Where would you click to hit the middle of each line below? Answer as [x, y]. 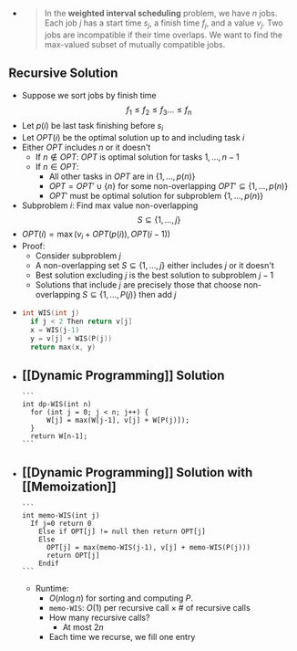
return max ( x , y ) [63, 347]
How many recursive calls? [99, 617]
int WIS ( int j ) [51, 313]
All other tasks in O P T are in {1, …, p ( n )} [122, 176]
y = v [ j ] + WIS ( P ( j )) [72, 338]
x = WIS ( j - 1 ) [55, 330]
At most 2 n [83, 627]
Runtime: [52, 588]
